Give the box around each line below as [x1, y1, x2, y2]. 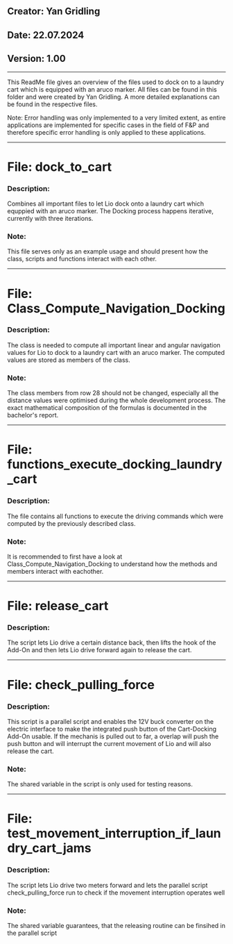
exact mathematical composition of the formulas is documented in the [7, 404, 207, 412]
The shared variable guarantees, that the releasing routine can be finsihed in [7, 921, 225, 929]
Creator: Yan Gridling [7, 6, 101, 17]
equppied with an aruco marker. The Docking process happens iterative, [7, 207, 214, 215]
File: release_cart [7, 598, 109, 614]
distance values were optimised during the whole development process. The [7, 396, 226, 405]
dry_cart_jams [7, 841, 92, 856]
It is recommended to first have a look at [7, 552, 123, 561]
